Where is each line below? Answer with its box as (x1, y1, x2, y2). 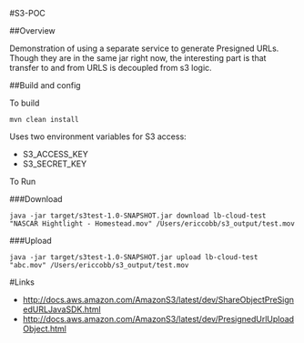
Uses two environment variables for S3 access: (9, 131, 187, 142)
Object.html (22, 323, 66, 334)
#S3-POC (9, 8, 46, 18)
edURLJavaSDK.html (22, 304, 102, 315)
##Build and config (9, 80, 81, 90)
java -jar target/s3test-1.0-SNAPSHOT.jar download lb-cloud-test (9, 211, 267, 220)
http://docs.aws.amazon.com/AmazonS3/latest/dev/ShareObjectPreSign (22, 295, 294, 305)
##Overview (9, 25, 56, 35)
